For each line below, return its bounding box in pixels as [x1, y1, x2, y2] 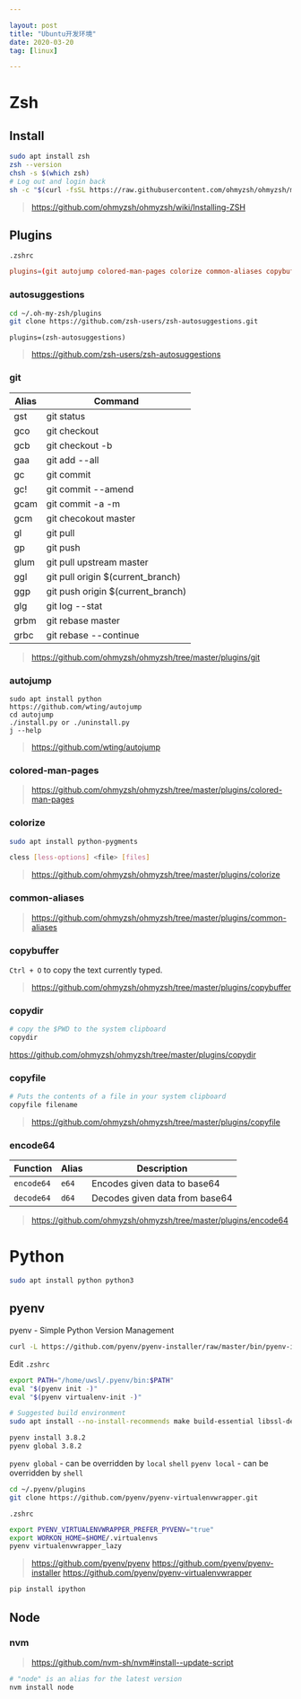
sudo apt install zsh [9, 152, 90, 162]
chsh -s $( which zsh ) [9, 169, 90, 178]
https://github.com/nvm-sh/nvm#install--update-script [30, 1657, 235, 1668]
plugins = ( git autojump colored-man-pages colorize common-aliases [9, 267, 262, 277]
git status [46, 409, 86, 422]
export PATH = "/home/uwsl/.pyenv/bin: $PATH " [9, 1376, 175, 1385]
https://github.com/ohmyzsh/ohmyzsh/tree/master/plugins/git [30, 652, 261, 663]
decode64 [13, 1193, 51, 1203]
